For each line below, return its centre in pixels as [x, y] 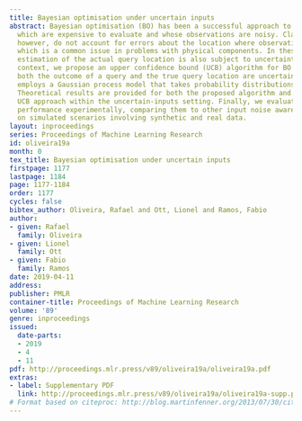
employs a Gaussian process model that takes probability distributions [156, 85]
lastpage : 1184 [38, 176]
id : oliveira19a [40, 143]
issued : [24, 327]
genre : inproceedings [50, 319]
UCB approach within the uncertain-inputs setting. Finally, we [140, 101]
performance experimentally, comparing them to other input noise [144, 110]
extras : [24, 377]
